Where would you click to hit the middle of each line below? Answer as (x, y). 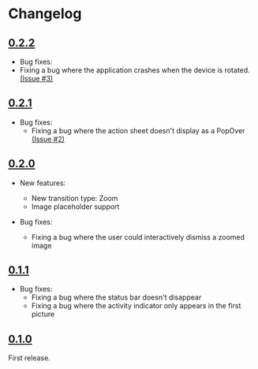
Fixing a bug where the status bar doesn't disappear (116, 297)
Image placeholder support (75, 207)
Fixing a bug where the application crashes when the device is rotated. (135, 70)
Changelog (45, 14)
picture (43, 314)
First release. (30, 358)
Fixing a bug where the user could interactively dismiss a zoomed (138, 237)
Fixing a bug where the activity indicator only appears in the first (136, 306)
